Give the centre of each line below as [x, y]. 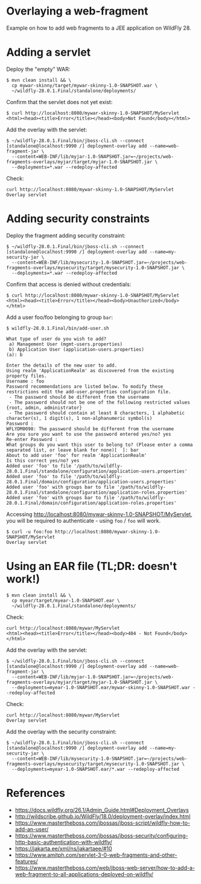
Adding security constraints [78, 219]
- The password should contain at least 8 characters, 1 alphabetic [97, 413]
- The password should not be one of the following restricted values [99, 402]
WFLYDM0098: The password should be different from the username [90, 429]
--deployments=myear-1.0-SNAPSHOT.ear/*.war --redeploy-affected [96, 769]
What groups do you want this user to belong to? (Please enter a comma [100, 445]
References [36, 793]
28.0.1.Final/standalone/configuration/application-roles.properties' [97, 492]
